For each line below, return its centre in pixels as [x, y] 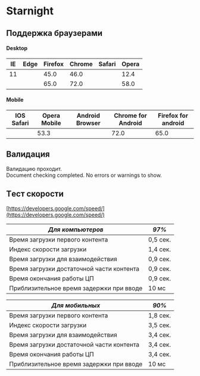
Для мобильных [76, 305]
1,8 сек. [160, 315]
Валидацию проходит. [34, 169]
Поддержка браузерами [54, 33]
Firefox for [173, 115]
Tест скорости [35, 194]
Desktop [17, 48]
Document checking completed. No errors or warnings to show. [84, 175]
